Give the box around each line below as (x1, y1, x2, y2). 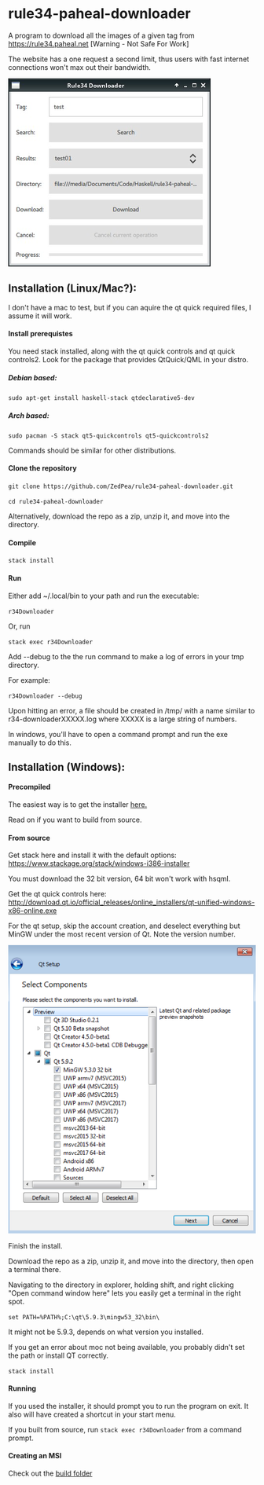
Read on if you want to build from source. (8, 815, 142, 825)
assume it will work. (8, 311, 72, 321)
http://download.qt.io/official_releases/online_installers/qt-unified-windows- (8, 897, 255, 907)
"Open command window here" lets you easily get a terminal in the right (8, 1288, 241, 1297)
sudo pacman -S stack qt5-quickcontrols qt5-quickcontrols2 (8, 431, 210, 440)
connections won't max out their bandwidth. (8, 62, 152, 71)
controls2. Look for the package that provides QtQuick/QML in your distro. (8, 354, 249, 364)
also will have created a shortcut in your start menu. (8, 1410, 177, 1419)
